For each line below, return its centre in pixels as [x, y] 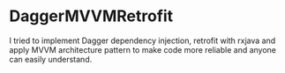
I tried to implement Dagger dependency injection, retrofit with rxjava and [142, 40]
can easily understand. [51, 59]
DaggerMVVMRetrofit [91, 16]
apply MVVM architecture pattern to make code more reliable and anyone [142, 49]
